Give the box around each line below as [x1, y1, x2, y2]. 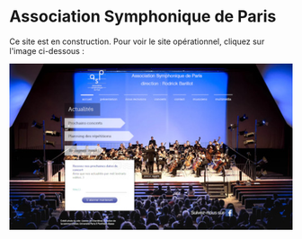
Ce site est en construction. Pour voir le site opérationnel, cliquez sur [9, 36, 265, 47]
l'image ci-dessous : [9, 45, 85, 56]
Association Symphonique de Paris [9, 6, 277, 27]
